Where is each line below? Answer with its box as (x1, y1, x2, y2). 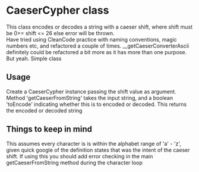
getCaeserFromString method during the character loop (6, 159, 143, 166)
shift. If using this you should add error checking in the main (6, 152, 153, 160)
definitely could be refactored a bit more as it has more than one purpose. (6, 48, 187, 55)
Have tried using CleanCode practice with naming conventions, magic (6, 36, 177, 43)
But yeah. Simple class (6, 55, 62, 62)
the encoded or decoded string (6, 107, 83, 114)
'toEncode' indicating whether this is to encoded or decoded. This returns (6, 101, 187, 108)
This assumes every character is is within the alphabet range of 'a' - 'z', (6, 140, 181, 147)
